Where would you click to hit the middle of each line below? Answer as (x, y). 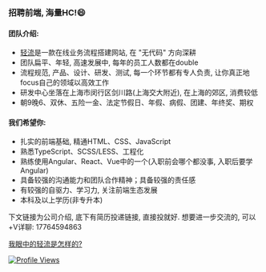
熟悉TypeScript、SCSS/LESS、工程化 (82, 152)
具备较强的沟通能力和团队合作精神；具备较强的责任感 (108, 180)
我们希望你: (27, 122)
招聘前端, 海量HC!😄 (47, 12)
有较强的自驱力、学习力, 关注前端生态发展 (89, 190)
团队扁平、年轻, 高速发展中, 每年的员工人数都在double (109, 62)
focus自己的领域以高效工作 (64, 82)
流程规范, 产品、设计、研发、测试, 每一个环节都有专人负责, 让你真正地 (135, 73)
